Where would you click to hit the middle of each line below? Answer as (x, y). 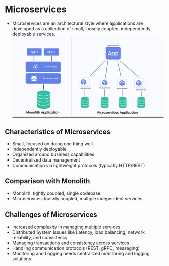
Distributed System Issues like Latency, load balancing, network (78, 232)
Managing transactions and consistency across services (71, 243)
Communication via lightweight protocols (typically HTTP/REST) (78, 166)
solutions (21, 259)
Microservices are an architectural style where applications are (77, 23)
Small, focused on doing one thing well (52, 144)
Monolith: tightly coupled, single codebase (56, 193)
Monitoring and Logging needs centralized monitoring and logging (81, 253)
